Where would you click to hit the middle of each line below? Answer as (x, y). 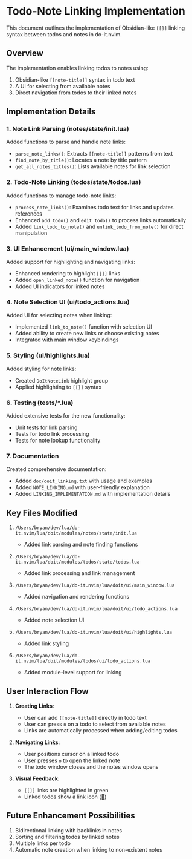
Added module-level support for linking (73, 673)
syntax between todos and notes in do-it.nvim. (64, 34)
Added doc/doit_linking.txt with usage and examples (84, 481)
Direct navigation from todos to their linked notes (76, 93)
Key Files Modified (42, 513)
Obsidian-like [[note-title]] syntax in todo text (75, 79)
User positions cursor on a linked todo (72, 754)
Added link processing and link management (79, 573)
